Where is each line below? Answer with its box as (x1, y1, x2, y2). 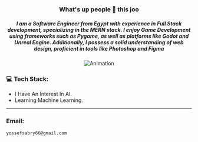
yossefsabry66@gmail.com (6, 130, 67, 136)
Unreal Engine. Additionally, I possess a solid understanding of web (14, 38, 184, 46)
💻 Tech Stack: (6, 75, 49, 83)
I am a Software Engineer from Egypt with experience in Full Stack (16, 20, 182, 27)
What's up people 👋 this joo (58, 5, 140, 14)
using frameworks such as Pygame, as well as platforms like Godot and (9, 32, 189, 39)
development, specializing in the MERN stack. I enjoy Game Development (7, 26, 191, 33)
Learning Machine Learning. (14, 97, 84, 104)
